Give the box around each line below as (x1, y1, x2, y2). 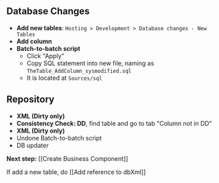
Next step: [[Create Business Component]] (6, 154, 128, 162)
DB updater (16, 141, 49, 149)
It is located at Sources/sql (26, 74, 102, 82)
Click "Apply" (26, 52, 65, 60)
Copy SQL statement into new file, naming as (26, 58, 154, 67)
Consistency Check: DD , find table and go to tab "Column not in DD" (16, 119, 212, 127)
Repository (6, 94, 55, 105)
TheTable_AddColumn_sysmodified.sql (26, 67, 132, 74)
